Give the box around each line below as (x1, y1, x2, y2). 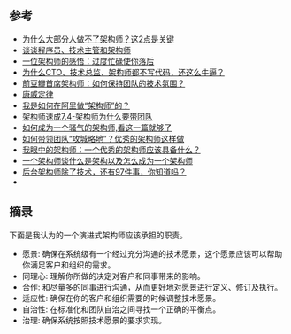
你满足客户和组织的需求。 (21, 260, 116, 270)
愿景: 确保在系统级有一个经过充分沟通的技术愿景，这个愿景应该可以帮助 (21, 248, 283, 259)
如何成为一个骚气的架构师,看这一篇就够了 (21, 122, 172, 133)
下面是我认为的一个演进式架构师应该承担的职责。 (9, 229, 188, 240)
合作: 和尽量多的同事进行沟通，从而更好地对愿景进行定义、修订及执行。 (21, 282, 283, 292)
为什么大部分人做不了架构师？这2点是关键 (21, 34, 175, 44)
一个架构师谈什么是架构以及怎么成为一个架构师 (21, 155, 193, 166)
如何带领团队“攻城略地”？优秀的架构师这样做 (21, 133, 185, 144)
